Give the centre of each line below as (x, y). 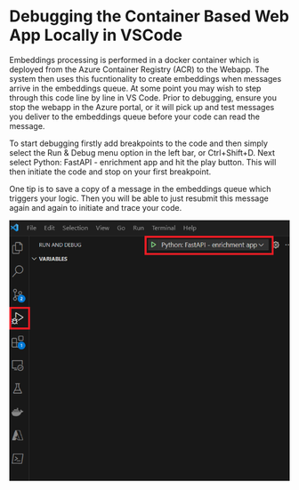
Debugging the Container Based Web (149, 16)
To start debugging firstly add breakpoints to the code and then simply (139, 143)
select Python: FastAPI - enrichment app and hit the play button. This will (143, 162)
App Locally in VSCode (96, 35)
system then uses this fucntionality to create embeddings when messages (145, 78)
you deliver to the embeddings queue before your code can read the (135, 116)
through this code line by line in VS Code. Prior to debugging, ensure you (143, 97)
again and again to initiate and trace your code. (96, 207)
